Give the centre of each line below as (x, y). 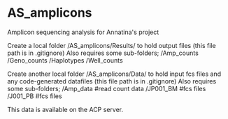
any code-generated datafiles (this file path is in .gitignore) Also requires (112, 81)
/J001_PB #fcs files (35, 96)
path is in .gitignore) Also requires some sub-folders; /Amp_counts (103, 53)
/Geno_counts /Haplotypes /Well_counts (65, 60)
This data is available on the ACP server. (65, 109)
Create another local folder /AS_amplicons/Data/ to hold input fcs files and (114, 74)
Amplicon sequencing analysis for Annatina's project (83, 32)
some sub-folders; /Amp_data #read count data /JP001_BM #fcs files (107, 88)
